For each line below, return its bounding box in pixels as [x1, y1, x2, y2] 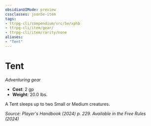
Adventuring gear [5, 77, 41, 83]
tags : [5, 16, 16, 21]
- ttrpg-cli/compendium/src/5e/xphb [5, 21, 80, 26]
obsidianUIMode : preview [5, 7, 56, 12]
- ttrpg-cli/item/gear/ [5, 26, 54, 31]
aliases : [5, 35, 23, 40]
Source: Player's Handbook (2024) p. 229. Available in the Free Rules [5, 110, 146, 116]
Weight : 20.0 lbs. [12, 92, 48, 97]
